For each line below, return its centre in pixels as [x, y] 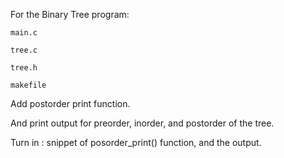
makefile [28, 85]
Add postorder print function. [70, 103]
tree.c [24, 50]
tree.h [24, 68]
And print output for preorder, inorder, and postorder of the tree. [142, 123]
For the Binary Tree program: [70, 14]
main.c [24, 33]
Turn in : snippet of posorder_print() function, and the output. [136, 142]
